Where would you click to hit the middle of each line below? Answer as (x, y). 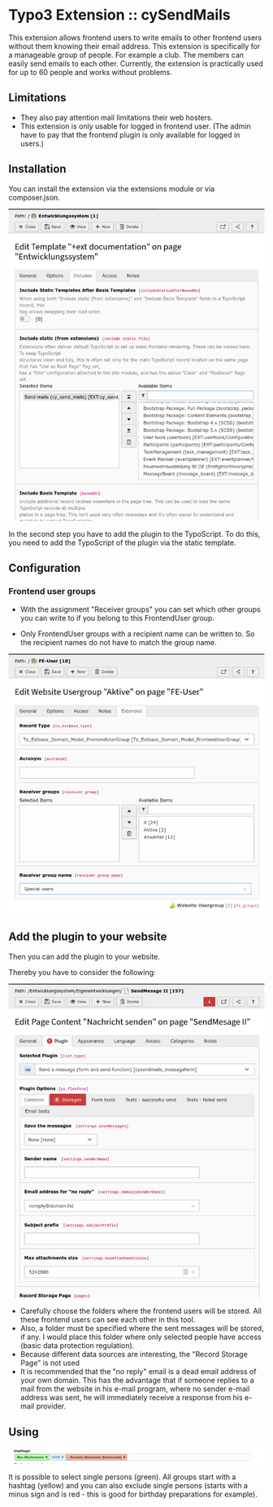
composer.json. (35, 197)
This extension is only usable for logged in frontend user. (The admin (136, 126)
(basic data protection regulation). (77, 1346)
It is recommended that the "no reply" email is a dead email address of (138, 1372)
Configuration (45, 568)
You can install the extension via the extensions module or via (112, 188)
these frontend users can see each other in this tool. (108, 1320)
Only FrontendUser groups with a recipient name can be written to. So (137, 634)
